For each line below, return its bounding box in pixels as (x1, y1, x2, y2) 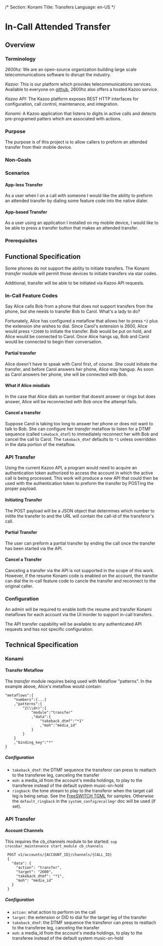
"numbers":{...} (14, 697, 47, 702)
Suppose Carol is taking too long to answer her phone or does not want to (5, 421, 153, 427)
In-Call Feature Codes (5, 292, 58, 299)
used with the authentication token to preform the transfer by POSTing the (5, 481, 154, 486)
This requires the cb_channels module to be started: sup (5, 838, 117, 844)
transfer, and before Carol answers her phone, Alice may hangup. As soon (5, 366, 154, 372)
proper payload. (5, 485, 37, 491)
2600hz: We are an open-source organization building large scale (5, 66, 137, 72)
